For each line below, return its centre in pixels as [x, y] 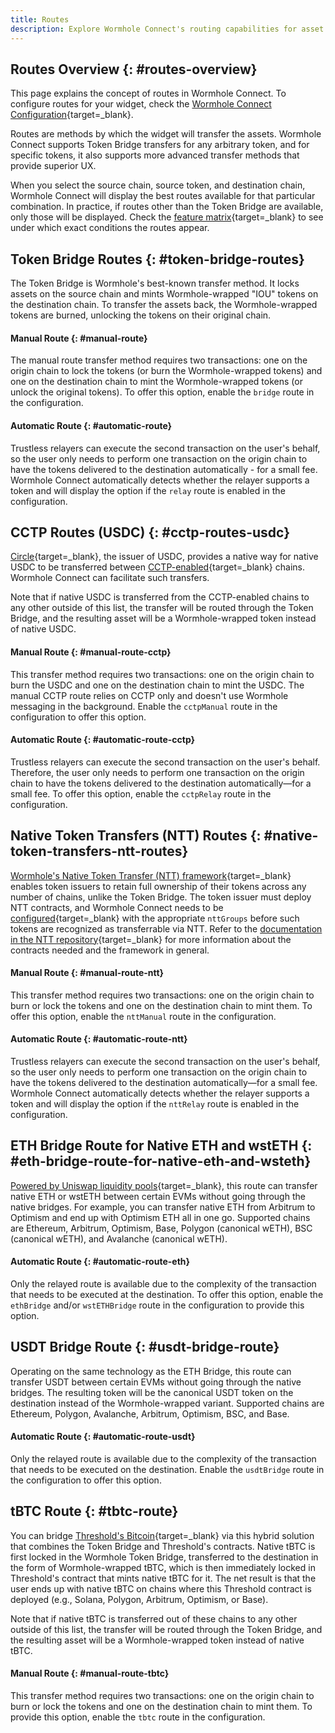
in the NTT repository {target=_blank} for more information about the [151, 939]
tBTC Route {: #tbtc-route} [94, 1511]
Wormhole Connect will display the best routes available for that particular [163, 196]
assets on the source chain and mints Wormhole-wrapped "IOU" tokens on [164, 294]
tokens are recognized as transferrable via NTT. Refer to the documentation [166, 928]
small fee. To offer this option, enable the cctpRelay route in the [141, 793]
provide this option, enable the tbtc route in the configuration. [138, 1717]
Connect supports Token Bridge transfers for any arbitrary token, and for [160, 145]
